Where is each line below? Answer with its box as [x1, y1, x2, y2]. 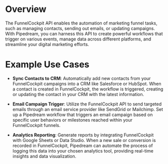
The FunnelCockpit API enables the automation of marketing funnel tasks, [5, 20, 157, 26]
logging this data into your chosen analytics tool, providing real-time [12, 147, 154, 153]
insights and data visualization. [12, 153, 77, 159]
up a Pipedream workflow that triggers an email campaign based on [12, 111, 153, 117]
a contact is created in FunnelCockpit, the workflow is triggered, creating [12, 86, 163, 92]
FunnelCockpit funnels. [12, 122, 61, 128]
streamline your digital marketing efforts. [5, 41, 89, 47]
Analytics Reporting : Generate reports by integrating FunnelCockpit [12, 131, 154, 138]
